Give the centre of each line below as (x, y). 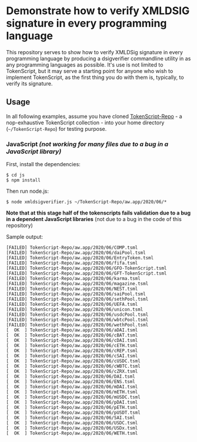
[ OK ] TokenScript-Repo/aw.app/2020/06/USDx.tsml (72, 428)
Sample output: (24, 237)
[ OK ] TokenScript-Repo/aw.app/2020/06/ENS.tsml (71, 382)
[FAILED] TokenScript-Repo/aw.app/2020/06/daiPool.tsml (76, 253)
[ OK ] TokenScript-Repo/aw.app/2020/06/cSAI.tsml (72, 356)
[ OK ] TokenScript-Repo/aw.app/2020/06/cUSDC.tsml (74, 361)
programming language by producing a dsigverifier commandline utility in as (98, 58)
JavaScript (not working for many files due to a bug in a (87, 144)
